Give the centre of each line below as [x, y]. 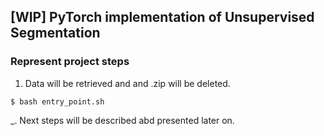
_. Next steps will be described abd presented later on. [122, 120]
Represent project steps [70, 62]
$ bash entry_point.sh [57, 101]
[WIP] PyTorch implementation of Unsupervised [162, 17]
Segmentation [55, 33]
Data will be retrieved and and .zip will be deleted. [127, 83]
